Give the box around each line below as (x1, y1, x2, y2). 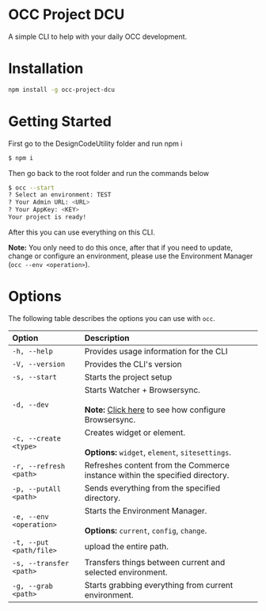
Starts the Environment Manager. (84, 505, 207, 516)
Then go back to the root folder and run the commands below (8, 168, 210, 178)
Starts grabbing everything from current (84, 579, 234, 590)
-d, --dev (12, 400, 49, 409)
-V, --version (12, 359, 66, 369)
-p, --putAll (12, 484, 62, 493)
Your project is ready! (8, 213, 87, 221)
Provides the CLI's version (84, 358, 182, 369)
